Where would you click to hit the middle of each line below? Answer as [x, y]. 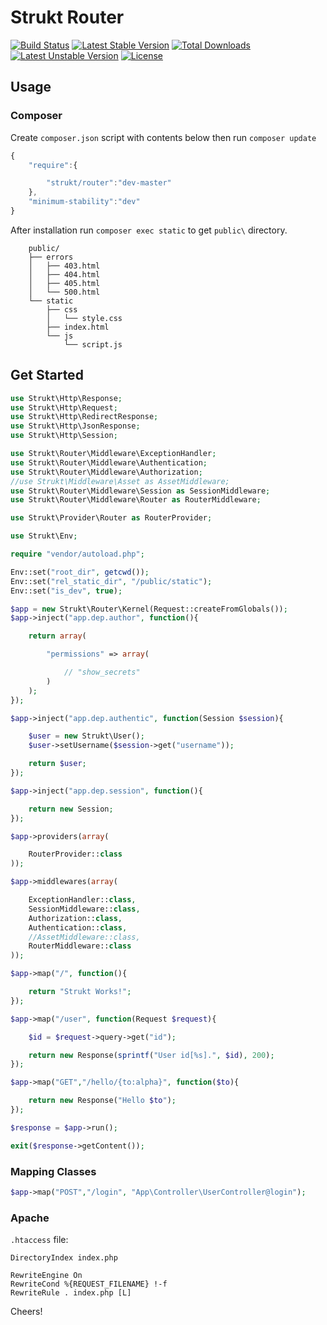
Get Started [47, 375]
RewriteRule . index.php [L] [71, 1293]
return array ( [57, 636]
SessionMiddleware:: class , [84, 909]
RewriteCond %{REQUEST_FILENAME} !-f [89, 1284]
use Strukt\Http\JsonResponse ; [75, 426]
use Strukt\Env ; [44, 536]
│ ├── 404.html [64, 274]
